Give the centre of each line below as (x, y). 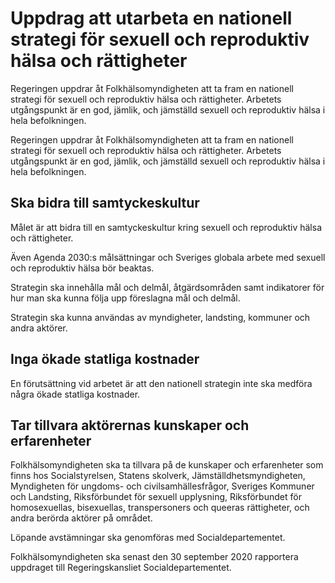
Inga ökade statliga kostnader (105, 359)
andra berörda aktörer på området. (81, 518)
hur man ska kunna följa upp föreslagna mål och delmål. (125, 298)
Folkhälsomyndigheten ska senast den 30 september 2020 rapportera (154, 557)
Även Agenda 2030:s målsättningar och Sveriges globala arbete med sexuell (168, 257)
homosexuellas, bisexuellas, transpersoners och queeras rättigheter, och (160, 508)
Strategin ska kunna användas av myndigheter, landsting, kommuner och (160, 317)
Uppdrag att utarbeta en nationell (151, 18)
